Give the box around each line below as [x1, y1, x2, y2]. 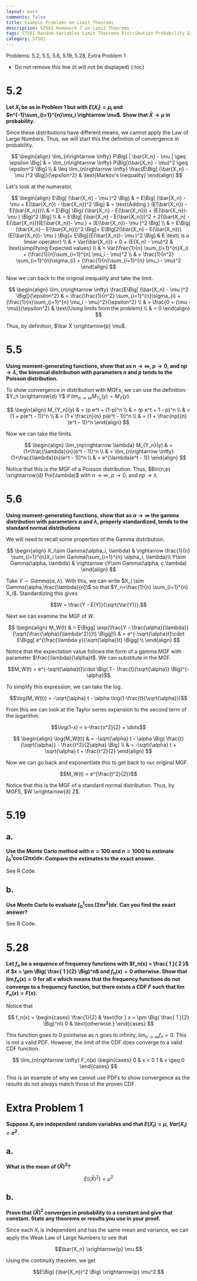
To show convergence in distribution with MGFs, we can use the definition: [6, 386, 186, 393]
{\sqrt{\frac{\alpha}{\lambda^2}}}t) [12, 630, 97, 637]
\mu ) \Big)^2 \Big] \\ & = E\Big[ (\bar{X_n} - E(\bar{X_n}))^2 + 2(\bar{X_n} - [7, 213, 190, 220]
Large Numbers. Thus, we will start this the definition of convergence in [6, 135, 179, 142]
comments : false [6, 14, 46, 20]
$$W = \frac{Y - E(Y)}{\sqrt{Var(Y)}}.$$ [50, 601, 147, 608]
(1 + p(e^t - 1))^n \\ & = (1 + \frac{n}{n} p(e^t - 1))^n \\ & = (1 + [9, 412, 157, 420]
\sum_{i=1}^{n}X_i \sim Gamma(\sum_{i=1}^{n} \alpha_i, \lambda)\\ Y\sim [11, 553, 186, 560]
